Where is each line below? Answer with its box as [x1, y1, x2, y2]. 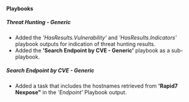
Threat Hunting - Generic [6, 19, 71, 26]
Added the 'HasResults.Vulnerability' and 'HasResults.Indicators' [14, 34, 177, 41]
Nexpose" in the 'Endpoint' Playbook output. [14, 88, 127, 96]
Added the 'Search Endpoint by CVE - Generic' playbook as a [14, 46, 170, 54]
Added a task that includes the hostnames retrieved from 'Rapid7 [14, 82, 178, 89]
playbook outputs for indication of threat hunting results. [14, 40, 156, 48]
